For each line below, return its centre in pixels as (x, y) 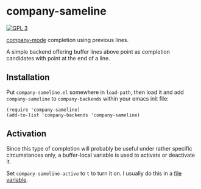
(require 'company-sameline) (43, 110)
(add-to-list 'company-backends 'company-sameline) (73, 115)
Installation (28, 77)
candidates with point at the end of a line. (58, 58)
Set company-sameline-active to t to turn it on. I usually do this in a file (94, 173)
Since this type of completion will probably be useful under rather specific (99, 148)
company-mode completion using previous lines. (68, 40)
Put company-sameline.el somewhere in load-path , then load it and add (95, 92)
